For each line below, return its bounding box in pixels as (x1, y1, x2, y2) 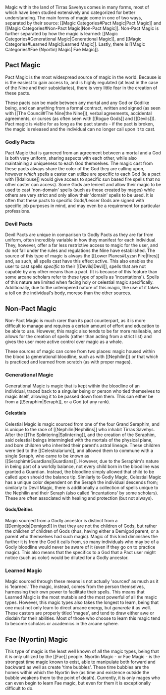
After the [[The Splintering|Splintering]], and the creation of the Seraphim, (5, 432, 156, 438)
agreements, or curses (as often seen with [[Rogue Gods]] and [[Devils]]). (5, 116, 156, 121)
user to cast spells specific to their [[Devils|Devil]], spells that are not (5, 263, 146, 269)
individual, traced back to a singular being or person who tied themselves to (5, 388, 160, 394)
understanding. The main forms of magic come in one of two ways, (5, 15, 142, 20)
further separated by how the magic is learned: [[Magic (5, 31, 118, 36)
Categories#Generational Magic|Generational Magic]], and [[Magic (5, 36, 142, 42)
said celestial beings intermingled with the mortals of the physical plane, (5, 437, 153, 443)
